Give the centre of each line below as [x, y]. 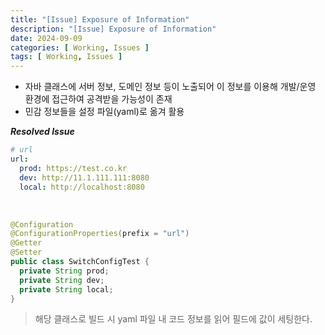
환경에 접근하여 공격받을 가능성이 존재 [98, 99]
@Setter [26, 252]
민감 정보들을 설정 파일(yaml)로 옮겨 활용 [104, 112]
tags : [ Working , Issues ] [66, 57]
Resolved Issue [42, 132]
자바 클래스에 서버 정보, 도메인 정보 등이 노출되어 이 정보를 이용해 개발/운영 [170, 87]
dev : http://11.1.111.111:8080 [84, 177]
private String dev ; [62, 280]
